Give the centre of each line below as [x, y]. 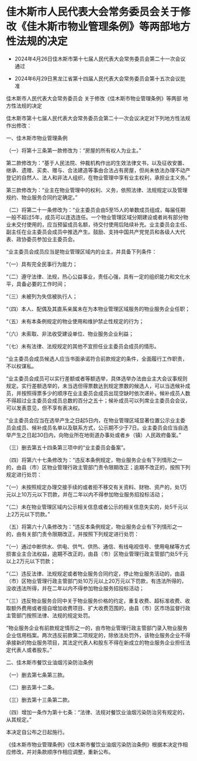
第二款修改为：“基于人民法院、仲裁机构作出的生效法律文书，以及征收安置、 [97, 163]
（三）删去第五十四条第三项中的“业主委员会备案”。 [67, 447]
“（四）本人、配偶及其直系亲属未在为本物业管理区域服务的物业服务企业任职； [98, 309]
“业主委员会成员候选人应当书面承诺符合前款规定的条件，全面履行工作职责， [97, 358]
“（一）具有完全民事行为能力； [42, 264]
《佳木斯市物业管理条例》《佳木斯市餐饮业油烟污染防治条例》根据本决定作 [94, 744]
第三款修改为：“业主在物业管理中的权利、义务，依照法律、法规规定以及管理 [97, 190]
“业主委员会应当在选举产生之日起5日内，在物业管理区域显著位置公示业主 [93, 420]
